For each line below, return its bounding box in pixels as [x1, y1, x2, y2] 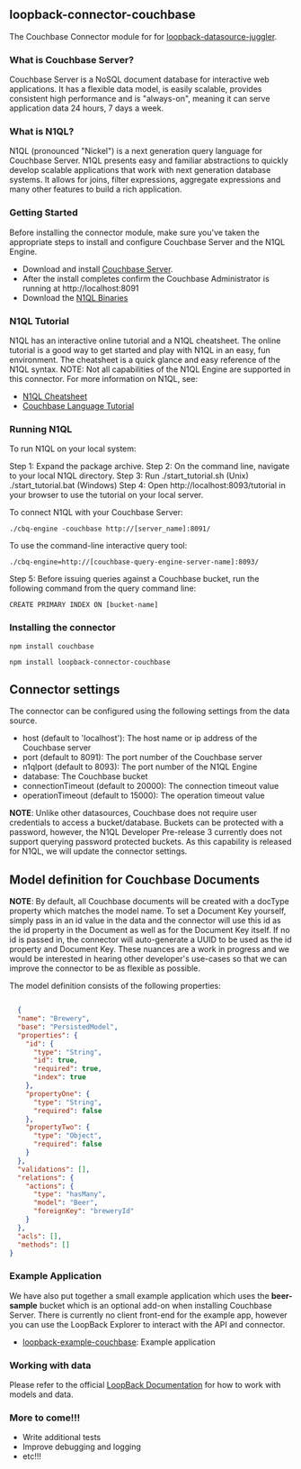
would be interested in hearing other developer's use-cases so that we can [9, 954, 288, 965]
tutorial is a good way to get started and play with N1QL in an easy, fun [9, 345, 271, 355]
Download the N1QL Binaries [22, 292, 128, 303]
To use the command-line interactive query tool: [9, 540, 188, 551]
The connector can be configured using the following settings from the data [9, 706, 290, 717]
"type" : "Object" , [32, 1131, 102, 1140]
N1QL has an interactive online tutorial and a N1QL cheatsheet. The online [9, 335, 281, 346]
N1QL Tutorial [9, 314, 70, 327]
